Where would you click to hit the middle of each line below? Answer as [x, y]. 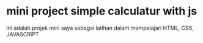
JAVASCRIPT [23, 34]
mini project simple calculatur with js [102, 11]
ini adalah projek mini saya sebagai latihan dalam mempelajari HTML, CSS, [100, 28]
